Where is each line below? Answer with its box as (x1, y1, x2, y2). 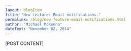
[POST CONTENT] (5, 40, 44, 46)
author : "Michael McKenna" (5, 21, 62, 27)
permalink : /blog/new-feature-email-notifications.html (5, 17, 126, 22)
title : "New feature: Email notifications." (5, 12, 101, 17)
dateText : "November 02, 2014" (5, 27, 72, 32)
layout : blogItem (5, 7, 42, 13)
